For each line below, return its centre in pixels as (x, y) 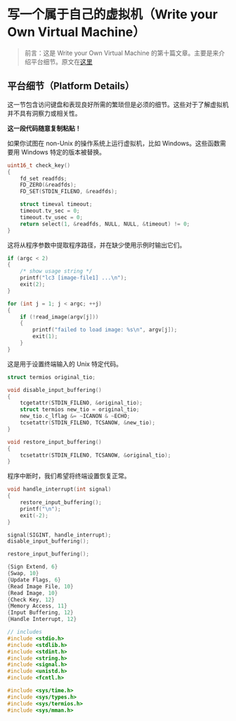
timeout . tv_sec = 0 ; (50, 211)
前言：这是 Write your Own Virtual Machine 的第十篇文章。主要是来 (122, 53)
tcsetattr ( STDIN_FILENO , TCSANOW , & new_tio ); (88, 423)
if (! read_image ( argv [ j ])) (59, 317)
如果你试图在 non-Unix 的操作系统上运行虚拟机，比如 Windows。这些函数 (113, 143)
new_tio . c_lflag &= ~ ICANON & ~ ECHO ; (75, 417)
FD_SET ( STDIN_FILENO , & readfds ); (69, 192)
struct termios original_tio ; (52, 377)
